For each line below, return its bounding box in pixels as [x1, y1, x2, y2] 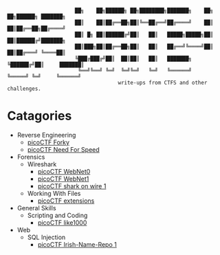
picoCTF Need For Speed [27, 145, 100, 153]
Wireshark [27, 159, 57, 168]
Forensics [16, 153, 45, 161]
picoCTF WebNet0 [37, 167, 91, 175]
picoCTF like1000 [37, 218, 87, 227]
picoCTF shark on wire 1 [37, 181, 107, 190]
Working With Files [27, 189, 81, 197]
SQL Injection [27, 233, 66, 241]
